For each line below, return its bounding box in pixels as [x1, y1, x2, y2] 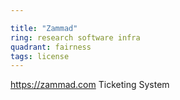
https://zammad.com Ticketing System [10, 79, 170, 91]
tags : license [10, 51, 70, 61]
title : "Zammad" [10, 23, 78, 33]
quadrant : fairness [10, 42, 92, 52]
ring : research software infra [10, 32, 141, 43]
